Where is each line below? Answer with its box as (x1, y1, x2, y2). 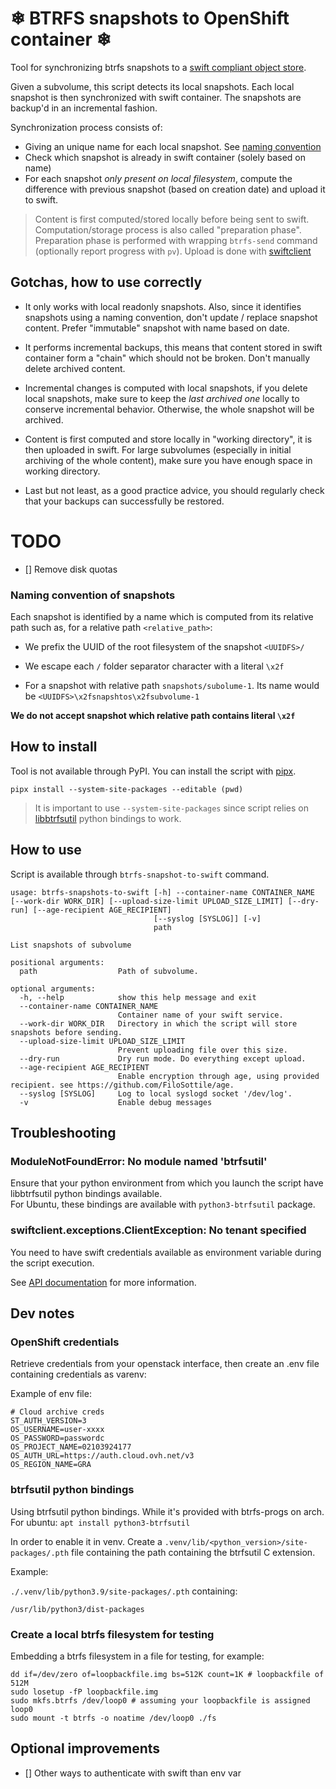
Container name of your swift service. (117, 1010, 284, 1020)
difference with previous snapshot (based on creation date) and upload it (24, 183, 326, 195)
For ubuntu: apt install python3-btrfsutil (10, 1516, 191, 1528)
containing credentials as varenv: (10, 1368, 147, 1381)
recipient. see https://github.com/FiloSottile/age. (10, 1080, 235, 1090)
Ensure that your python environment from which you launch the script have (10, 1177, 324, 1189)
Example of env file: (10, 1388, 92, 1400)
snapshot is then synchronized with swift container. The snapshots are (10, 91, 302, 103)
